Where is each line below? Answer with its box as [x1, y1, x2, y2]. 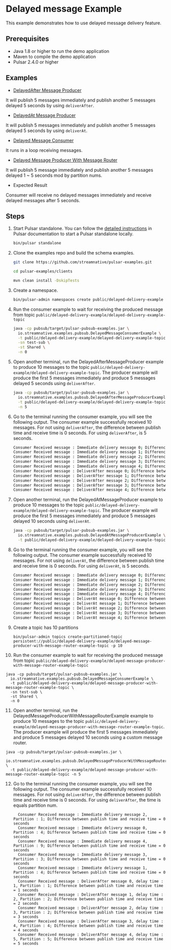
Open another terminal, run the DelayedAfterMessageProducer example [13, 359, 164, 365]
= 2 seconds [13, 901, 39, 906]
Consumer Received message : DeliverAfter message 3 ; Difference [13, 483, 154, 488]
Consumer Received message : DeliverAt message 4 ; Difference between [13, 615, 166, 620]
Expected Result [13, 182, 48, 188]
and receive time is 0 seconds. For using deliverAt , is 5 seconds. [13, 562, 150, 569]
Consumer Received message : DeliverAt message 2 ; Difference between [13, 606, 166, 611]
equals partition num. [13, 802, 58, 808]
